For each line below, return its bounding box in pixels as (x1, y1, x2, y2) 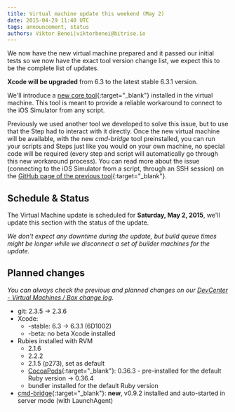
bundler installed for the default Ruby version (27, 381, 159, 390)
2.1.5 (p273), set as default (27, 359, 105, 367)
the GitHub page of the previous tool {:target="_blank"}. (7, 172, 167, 180)
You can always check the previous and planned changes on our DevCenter (7, 286, 228, 294)
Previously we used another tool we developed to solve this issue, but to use (7, 120, 229, 128)
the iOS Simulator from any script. (7, 106, 105, 114)
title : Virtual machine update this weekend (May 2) (7, 10, 165, 18)
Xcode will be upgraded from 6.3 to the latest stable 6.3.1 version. (7, 78, 199, 86)
